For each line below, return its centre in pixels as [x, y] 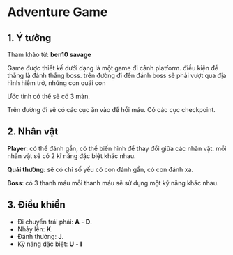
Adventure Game [58, 12]
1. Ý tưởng [29, 38]
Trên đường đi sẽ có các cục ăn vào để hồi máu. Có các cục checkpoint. [112, 110]
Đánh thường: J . [40, 236]
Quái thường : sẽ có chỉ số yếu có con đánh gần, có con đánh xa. [100, 169]
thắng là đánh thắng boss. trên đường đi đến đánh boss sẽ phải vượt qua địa [117, 75]
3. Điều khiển [37, 205]
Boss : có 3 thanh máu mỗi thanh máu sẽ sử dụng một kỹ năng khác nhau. [113, 183]
